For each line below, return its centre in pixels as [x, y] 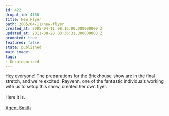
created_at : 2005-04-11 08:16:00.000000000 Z [54, 29]
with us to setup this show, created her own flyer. [56, 87]
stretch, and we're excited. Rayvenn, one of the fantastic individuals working [84, 81]
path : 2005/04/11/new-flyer [35, 24]
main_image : [18, 52]
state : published [23, 47]
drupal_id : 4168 [22, 15]
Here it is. [15, 97]
